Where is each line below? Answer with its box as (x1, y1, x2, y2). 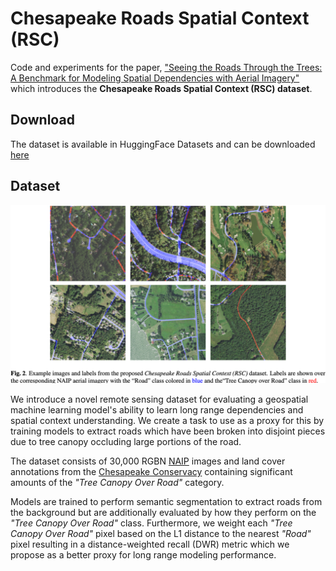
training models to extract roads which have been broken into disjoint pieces (10, 425, 326, 437)
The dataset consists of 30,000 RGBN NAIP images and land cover (10, 455, 286, 467)
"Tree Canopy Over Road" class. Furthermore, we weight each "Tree (10, 517, 293, 529)
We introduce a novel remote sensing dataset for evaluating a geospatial (10, 393, 309, 406)
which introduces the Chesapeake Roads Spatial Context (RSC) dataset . (10, 82, 313, 94)
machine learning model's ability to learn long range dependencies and (10, 404, 304, 416)
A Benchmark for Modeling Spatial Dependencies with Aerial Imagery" (10, 72, 300, 84)
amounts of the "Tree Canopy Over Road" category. (10, 477, 225, 489)
